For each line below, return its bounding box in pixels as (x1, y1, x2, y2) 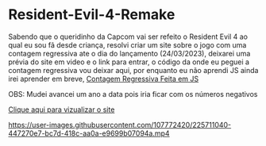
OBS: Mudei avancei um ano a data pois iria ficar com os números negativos (8, 89, 258, 98)
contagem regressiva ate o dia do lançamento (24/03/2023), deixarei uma (8, 48, 251, 58)
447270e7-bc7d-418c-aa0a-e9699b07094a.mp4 (8, 129, 170, 138)
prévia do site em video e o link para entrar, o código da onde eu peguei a (8, 57, 250, 67)
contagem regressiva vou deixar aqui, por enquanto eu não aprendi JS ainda (8, 65, 259, 75)
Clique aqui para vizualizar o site (8, 105, 115, 114)
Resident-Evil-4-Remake (8, 6, 175, 24)
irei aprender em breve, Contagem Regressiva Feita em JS (8, 74, 199, 83)
